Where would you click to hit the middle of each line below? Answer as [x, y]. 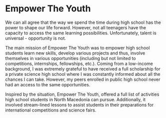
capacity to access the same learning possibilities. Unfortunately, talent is [81, 33]
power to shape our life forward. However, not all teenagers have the [76, 27]
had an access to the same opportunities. [48, 84]
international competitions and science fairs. [51, 110]
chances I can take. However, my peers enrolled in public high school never [83, 79]
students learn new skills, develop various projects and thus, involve [75, 53]
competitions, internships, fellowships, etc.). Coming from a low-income [79, 63]
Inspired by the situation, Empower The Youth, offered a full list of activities [82, 94]
